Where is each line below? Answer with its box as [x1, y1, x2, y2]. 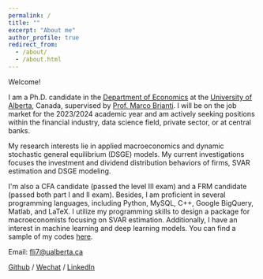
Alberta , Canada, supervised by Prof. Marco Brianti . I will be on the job [8, 100, 237, 110]
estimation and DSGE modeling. [8, 166, 111, 176]
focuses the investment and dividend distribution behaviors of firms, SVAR [8, 158, 250, 167]
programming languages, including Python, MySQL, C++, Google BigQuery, [8, 198, 254, 207]
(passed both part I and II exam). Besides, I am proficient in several [8, 190, 226, 199]
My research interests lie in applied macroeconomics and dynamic [8, 141, 224, 151]
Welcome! [8, 76, 41, 87]
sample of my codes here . [8, 232, 93, 241]
